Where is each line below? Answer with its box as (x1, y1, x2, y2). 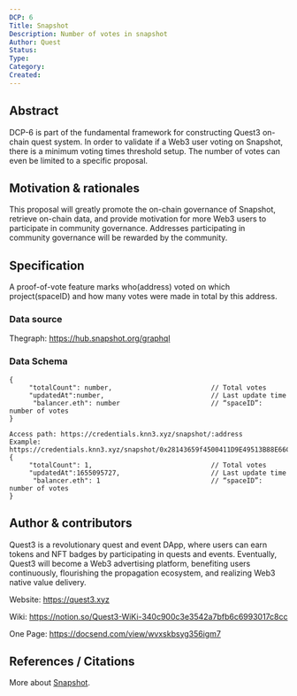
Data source (9, 313, 63, 326)
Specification (9, 258, 85, 273)
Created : (9, 71, 42, 80)
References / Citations (9, 653, 135, 669)
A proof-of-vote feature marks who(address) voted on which (9, 282, 231, 292)
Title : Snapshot (9, 21, 69, 30)
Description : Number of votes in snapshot (9, 29, 168, 38)
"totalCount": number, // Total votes (28, 383, 267, 392)
